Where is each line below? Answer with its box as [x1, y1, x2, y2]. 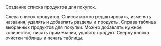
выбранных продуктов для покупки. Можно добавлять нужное [5, 24, 142, 30]
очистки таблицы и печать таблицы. [5, 35, 84, 41]
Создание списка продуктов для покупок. [5, 4, 96, 10]
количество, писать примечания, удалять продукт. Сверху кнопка [5, 30, 149, 35]
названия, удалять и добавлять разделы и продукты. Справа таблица [5, 19, 156, 25]
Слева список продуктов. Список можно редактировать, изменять [5, 14, 151, 19]
